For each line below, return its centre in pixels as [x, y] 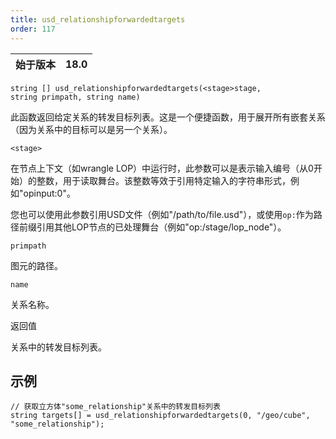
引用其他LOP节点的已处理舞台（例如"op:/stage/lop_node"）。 [161, 227]
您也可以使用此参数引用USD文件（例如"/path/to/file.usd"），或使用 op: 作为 [162, 214]
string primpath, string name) [75, 97]
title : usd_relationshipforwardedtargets [98, 19]
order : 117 [33, 29]
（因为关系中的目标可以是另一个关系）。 [91, 129]
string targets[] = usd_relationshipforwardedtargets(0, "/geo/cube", [160, 416]
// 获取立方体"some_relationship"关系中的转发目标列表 [115, 407]
